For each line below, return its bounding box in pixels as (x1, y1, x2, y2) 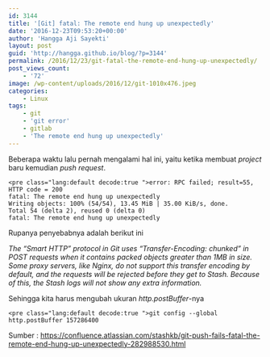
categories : (8, 86, 48, 95)
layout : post (8, 42, 52, 50)
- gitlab (23, 124, 52, 132)
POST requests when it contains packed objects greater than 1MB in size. (8, 252, 252, 262)
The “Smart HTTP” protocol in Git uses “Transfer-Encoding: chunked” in (8, 243, 250, 253)
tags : (8, 102, 27, 110)
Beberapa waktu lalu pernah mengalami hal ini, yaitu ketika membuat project (8, 154, 262, 164)
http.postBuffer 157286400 (8, 316, 99, 324)
